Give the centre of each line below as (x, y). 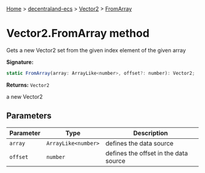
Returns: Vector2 (28, 85)
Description (151, 133)
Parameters (29, 116)
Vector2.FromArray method (78, 34)
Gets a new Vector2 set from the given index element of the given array (96, 50)
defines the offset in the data (147, 153)
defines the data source (140, 143)
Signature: (20, 62)
